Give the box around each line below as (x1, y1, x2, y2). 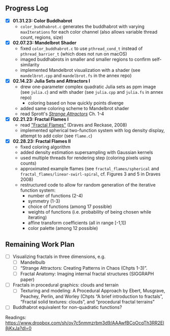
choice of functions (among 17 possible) (27, 203, 112, 210)
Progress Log (5, 4, 48, 13)
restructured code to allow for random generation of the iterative (20, 182, 156, 188)
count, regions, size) (20, 34, 64, 40)
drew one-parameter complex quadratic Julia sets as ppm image (20, 84, 156, 90)
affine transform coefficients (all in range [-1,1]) (27, 220, 126, 226)
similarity (20, 61, 40, 68)
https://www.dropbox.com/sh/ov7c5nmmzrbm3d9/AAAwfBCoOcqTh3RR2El (5, 320, 164, 326)
